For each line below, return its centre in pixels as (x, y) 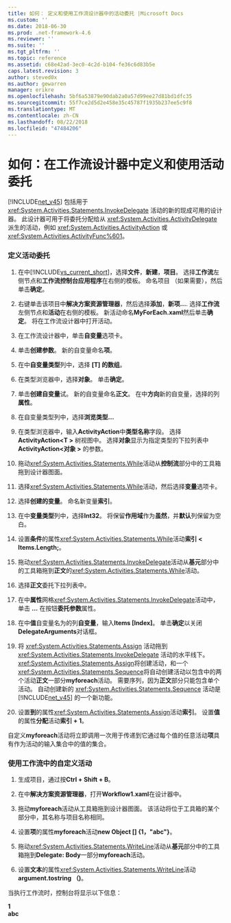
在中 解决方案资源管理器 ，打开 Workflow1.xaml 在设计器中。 (101, 794)
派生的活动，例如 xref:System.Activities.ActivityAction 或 (88, 228)
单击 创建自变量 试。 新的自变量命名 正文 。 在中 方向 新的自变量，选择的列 (119, 394)
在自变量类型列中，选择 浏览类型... (66, 417)
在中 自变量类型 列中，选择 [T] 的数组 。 (72, 364)
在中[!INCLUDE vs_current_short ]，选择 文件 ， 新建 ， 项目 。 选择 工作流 (115, 272)
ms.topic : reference (37, 58)
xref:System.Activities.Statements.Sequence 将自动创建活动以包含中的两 (120, 671)
